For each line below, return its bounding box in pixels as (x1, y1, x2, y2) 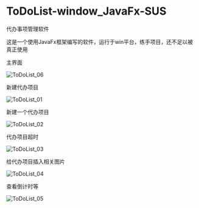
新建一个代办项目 (6, 108, 49, 115)
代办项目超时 (6, 133, 38, 140)
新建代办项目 (6, 84, 38, 91)
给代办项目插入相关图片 (6, 157, 65, 165)
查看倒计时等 (6, 182, 38, 190)
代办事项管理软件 (6, 25, 49, 32)
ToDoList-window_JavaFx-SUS (6, 4, 167, 18)
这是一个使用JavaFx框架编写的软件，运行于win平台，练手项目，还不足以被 (6, 38, 194, 45)
